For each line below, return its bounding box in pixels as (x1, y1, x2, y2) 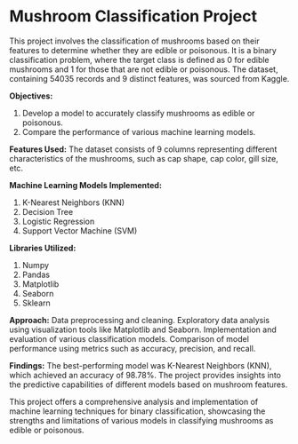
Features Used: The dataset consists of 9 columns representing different (9, 144, 278, 155)
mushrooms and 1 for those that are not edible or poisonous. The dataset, (9, 64, 278, 75)
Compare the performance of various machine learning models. (21, 126, 256, 137)
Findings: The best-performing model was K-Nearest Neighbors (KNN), (9, 360, 272, 370)
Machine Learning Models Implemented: (9, 179, 163, 190)
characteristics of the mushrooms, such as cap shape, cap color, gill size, (9, 153, 278, 163)
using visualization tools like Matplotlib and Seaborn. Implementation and (9, 324, 278, 335)
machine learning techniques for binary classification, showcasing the (9, 406, 266, 416)
